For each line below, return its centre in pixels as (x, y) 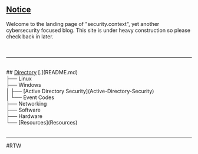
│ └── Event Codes (30, 97)
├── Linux (19, 78)
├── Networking (27, 103)
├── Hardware (24, 116)
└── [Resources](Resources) (42, 122)
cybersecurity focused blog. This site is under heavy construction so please (98, 30)
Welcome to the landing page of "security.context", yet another (83, 24)
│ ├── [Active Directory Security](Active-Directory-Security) (80, 91)
